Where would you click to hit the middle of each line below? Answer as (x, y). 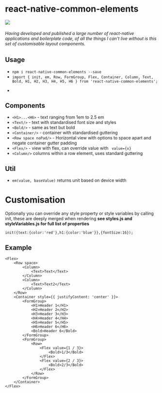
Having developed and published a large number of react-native (70, 33)
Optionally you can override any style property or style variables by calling (80, 214)
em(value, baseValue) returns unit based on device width (69, 180)
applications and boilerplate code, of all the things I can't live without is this (81, 38)
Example (18, 248)
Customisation (35, 200)
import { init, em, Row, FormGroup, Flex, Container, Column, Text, (83, 77)
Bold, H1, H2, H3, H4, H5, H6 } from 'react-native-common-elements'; (85, 81)
